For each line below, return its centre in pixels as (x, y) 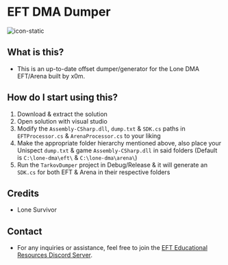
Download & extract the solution (62, 114)
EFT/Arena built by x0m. (51, 76)
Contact (25, 231)
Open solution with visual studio (62, 121)
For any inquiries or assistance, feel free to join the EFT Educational (112, 248)
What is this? (36, 52)
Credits (23, 193)
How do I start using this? (63, 97)
